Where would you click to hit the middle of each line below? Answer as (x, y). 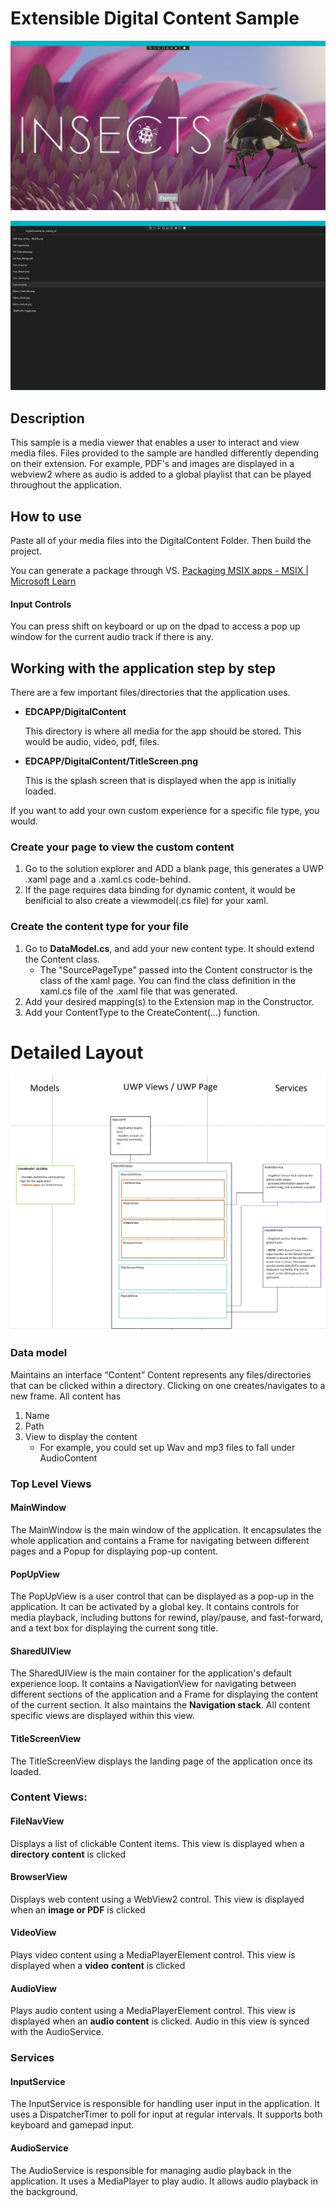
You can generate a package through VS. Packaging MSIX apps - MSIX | (159, 570)
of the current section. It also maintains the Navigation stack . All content (160, 1705)
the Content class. (62, 959)
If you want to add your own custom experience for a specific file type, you (165, 810)
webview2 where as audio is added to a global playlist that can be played (161, 474)
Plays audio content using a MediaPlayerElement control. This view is (153, 2011)
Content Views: (49, 1797)
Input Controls (41, 604)
